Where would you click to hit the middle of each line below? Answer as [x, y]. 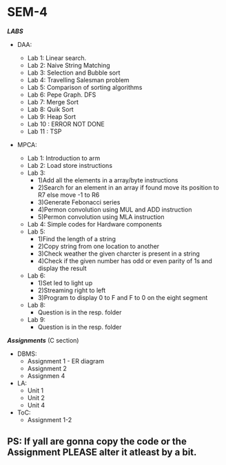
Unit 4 [36, 405]
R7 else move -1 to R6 [69, 195]
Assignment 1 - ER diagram [66, 361]
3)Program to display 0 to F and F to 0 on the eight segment [123, 297]
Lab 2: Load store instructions [70, 165]
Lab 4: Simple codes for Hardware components [94, 224]
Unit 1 [35, 390]
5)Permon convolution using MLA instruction [101, 217]
